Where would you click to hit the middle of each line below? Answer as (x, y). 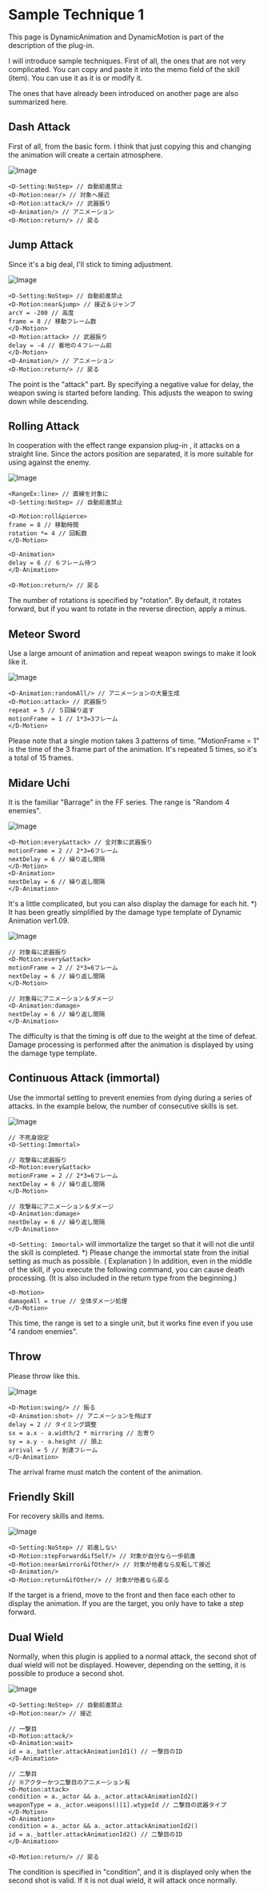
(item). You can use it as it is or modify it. (76, 78)
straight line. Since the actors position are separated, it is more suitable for (131, 454)
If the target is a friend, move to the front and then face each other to (122, 1595)
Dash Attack (40, 127)
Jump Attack (41, 245)
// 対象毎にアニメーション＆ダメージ (61, 999)
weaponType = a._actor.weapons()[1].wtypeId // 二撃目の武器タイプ (118, 1805)
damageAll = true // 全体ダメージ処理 (68, 1301)
